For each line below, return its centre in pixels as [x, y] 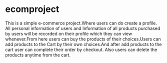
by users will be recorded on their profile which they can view [69, 33]
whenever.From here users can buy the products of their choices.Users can [83, 39]
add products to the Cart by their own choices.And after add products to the [83, 44]
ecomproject [32, 9]
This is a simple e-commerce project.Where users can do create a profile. [81, 23]
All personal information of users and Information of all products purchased [83, 28]
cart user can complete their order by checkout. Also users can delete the [81, 49]
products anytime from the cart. [38, 55]
